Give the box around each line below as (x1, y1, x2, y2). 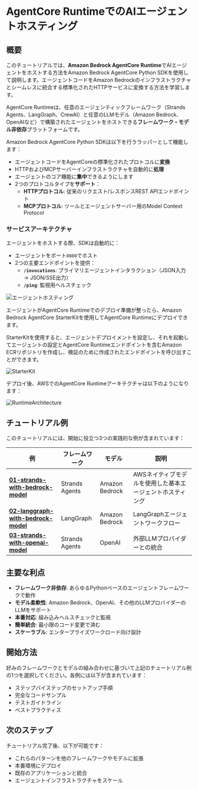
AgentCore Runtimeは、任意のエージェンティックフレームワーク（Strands (6, 104, 186, 110)
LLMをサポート (14, 606, 52, 613)
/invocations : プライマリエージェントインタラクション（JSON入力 (23, 267, 186, 274)
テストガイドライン (14, 699, 62, 706)
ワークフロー (144, 519, 181, 528)
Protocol (23, 209, 44, 216)
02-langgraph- (9, 507, 54, 515)
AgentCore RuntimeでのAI (6, 5, 137, 18)
